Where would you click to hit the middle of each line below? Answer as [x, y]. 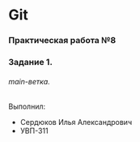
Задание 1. [30, 62]
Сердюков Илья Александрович [76, 123]
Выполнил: [27, 106]
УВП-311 [34, 131]
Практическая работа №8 [62, 41]
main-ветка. [29, 81]
